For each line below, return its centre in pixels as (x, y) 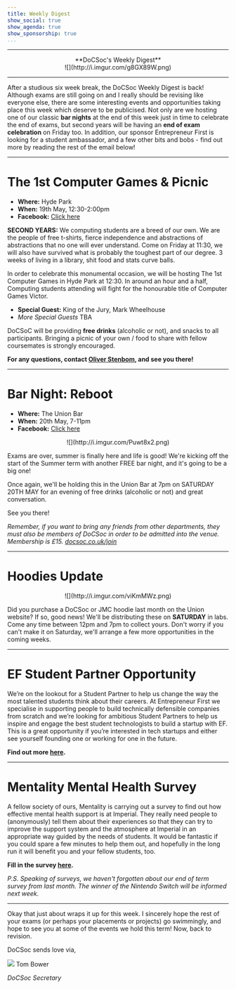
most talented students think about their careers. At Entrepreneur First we (114, 701)
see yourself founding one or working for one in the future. (92, 739)
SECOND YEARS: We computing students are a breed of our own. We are (114, 230)
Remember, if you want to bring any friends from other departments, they (113, 527)
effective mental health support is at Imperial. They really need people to (112, 814)
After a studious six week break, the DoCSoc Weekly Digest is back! (106, 88)
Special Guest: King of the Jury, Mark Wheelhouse (91, 310)
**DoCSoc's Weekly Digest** (118, 60)
